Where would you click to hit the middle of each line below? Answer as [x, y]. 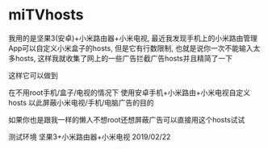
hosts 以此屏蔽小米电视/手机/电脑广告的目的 [81, 102]
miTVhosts [46, 15]
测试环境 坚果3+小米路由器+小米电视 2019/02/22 [90, 137]
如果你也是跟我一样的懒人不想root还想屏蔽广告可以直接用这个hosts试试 [127, 119]
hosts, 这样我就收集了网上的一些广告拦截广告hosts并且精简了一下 [124, 58]
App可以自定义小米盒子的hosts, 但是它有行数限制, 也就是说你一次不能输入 [131, 48]
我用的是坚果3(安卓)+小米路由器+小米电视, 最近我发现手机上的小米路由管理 [133, 38]
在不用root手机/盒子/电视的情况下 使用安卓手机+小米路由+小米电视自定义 [129, 92]
